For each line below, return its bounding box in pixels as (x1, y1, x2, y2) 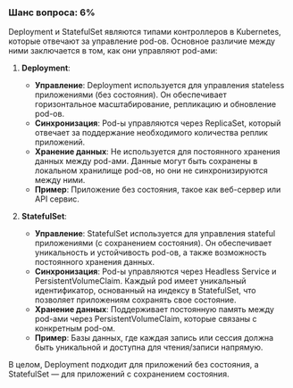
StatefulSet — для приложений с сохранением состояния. (8, 368, 230, 380)
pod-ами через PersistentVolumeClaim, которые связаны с (34, 314, 257, 325)
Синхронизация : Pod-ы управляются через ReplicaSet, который (34, 118, 281, 128)
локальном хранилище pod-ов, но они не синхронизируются (34, 165, 269, 176)
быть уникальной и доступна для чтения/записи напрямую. (34, 342, 264, 353)
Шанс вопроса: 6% (8, 6, 96, 19)
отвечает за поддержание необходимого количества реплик (34, 128, 269, 138)
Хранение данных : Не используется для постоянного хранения (34, 146, 280, 157)
